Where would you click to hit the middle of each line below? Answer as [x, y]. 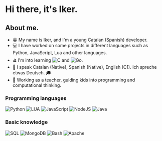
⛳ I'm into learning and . [48, 60]
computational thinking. [37, 85]
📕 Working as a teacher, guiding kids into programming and [74, 80]
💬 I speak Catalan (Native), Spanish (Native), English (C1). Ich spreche [85, 67]
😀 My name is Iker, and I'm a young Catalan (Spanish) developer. [80, 40]
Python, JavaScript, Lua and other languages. [60, 53]
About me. [22, 28]
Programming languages [36, 98]
